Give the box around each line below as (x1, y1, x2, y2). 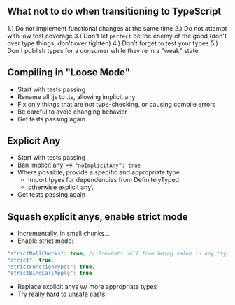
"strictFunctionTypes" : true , (7, 263, 96, 270)
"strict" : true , (7, 257, 55, 264)
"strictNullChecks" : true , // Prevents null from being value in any (7, 251, 215, 258)
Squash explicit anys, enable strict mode (7, 211, 189, 223)
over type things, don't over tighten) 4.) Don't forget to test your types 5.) (7, 38, 218, 47)
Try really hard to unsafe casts (17, 290, 106, 298)
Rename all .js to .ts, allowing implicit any (17, 92, 136, 101)
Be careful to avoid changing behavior (17, 107, 128, 116)
